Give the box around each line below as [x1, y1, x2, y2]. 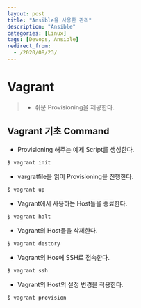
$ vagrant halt [7, 213, 51, 220]
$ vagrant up [7, 186, 45, 193]
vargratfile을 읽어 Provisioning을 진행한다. [17, 172, 134, 180]
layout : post [7, 10, 45, 17]
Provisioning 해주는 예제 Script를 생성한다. [17, 145, 135, 153]
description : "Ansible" [7, 23, 76, 30]
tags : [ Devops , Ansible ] [7, 36, 79, 43]
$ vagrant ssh [7, 267, 49, 274]
